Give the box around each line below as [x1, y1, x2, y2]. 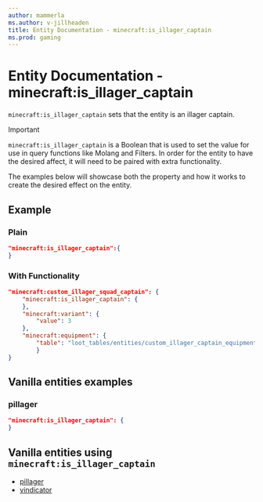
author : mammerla [8, 11, 65, 20]
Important [8, 125, 40, 134]
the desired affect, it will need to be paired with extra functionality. [8, 157, 222, 166]
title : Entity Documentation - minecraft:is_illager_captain [8, 26, 212, 34]
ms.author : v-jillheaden [8, 19, 89, 27]
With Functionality [8, 270, 80, 281]
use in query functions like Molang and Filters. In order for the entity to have [8, 148, 254, 158]
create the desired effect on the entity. [8, 180, 132, 190]
